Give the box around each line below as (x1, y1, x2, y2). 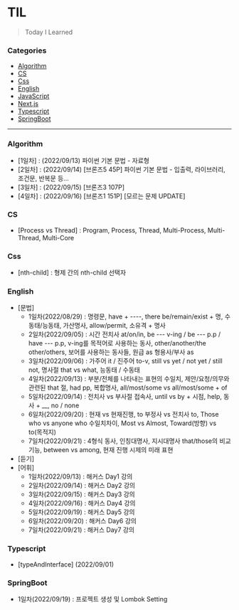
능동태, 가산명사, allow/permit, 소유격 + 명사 (42, 321, 166, 330)
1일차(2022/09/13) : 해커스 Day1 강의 (28, 472, 133, 481)
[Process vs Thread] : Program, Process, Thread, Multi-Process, (17, 225, 206, 235)
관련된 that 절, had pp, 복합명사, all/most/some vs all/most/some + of (28, 383, 228, 392)
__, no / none (41, 401, 80, 410)
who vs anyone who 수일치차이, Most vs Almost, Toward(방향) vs (28, 419, 217, 427)
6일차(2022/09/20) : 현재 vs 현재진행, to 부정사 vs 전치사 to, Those (28, 410, 219, 419)
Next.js (17, 100, 39, 108)
